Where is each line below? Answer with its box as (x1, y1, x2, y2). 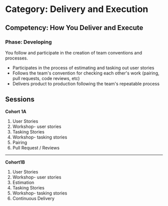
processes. (5, 55, 28, 61)
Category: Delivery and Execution (5, 3, 148, 15)
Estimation (12, 179, 34, 185)
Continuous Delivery (12, 195, 55, 201)
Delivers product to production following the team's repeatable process (12, 80, 160, 86)
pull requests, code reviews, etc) (12, 75, 80, 81)
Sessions (5, 95, 35, 103)
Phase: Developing (5, 38, 52, 45)
